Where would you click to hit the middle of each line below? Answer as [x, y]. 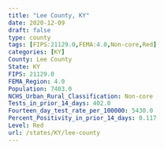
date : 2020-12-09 [37, 23]
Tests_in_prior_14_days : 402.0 [60, 103]
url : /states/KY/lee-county [54, 132]
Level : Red [26, 125]
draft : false [30, 30]
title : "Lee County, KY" [49, 15]
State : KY [24, 67]
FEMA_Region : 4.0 [37, 81]
